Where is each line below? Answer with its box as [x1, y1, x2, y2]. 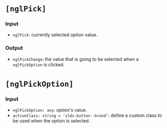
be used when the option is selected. [12, 118, 90, 124]
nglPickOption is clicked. [12, 61, 65, 68]
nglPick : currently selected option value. [12, 32, 98, 38]
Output [5, 45, 23, 52]
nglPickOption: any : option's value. [12, 107, 87, 113]
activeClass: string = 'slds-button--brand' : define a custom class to [12, 112, 162, 118]
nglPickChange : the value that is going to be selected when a [12, 56, 139, 62]
